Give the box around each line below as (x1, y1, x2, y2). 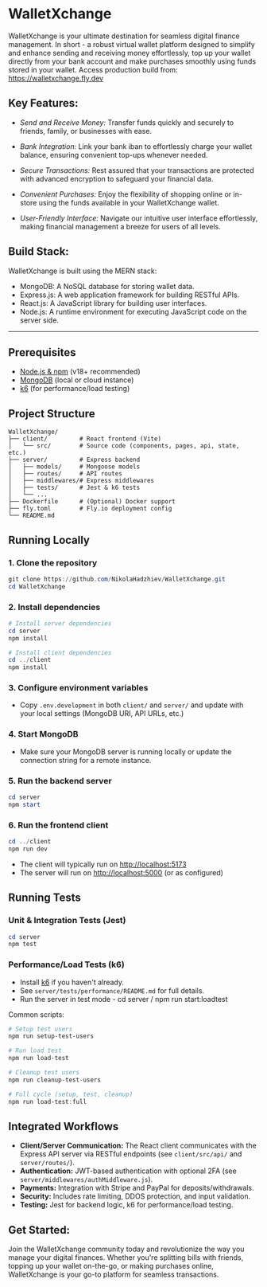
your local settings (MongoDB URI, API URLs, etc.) (19, 709, 184, 718)
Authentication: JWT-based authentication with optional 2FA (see (19, 1166, 237, 1176)
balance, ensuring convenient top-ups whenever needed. (19, 150, 208, 159)
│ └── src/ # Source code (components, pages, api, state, (8, 442, 240, 450)
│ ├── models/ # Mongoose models (8, 463, 141, 471)
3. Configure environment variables (8, 683, 149, 694)
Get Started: (8, 1223, 70, 1237)
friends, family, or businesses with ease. (19, 126, 153, 135)
